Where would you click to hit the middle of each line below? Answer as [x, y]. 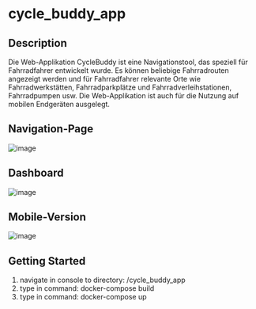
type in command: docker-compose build [87, 288]
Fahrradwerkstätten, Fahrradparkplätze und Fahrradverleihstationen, [120, 87]
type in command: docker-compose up [83, 297]
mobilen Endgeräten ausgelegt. [59, 104]
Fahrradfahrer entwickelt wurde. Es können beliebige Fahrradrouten [119, 71]
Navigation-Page [51, 129]
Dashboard [36, 173]
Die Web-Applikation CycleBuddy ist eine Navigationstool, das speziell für [128, 62]
